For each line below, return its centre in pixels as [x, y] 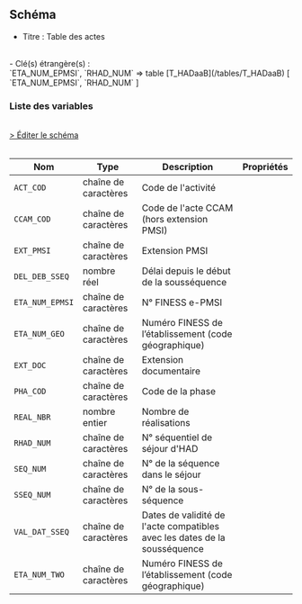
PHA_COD [30, 392]
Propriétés [265, 167]
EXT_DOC [30, 365]
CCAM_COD [32, 219]
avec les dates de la [184, 537]
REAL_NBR [32, 417]
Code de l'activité [178, 188]
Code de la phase [178, 392]
